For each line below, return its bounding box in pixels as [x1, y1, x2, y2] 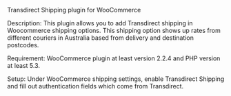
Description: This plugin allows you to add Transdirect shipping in [7, 19, 193, 27]
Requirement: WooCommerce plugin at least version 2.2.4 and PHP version [7, 54, 221, 62]
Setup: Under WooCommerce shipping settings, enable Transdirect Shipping [7, 75, 225, 83]
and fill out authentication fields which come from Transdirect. [7, 82, 184, 90]
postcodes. [7, 41, 39, 49]
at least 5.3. [7, 62, 40, 69]
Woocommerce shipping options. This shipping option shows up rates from [7, 27, 221, 34]
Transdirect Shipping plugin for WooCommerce [7, 6, 141, 14]
